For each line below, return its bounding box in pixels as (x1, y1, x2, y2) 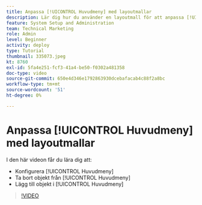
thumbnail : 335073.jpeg (6, 53, 66, 59)
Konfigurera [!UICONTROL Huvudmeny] (14, 167, 114, 174)
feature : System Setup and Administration (6, 20, 114, 26)
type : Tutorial (6, 48, 44, 54)
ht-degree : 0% (6, 92, 42, 98)
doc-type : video (6, 70, 47, 76)
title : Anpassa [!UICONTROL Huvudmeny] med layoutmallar (6, 8, 152, 15)
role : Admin (6, 31, 36, 37)
